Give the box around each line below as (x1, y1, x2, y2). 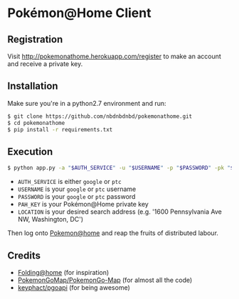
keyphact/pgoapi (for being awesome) (17, 283, 130, 292)
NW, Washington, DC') (17, 215, 84, 224)
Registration (7, 33, 63, 45)
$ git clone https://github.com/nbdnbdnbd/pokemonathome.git (7, 112, 193, 120)
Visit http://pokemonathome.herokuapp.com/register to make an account (7, 52, 222, 60)
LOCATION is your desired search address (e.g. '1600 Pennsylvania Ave (17, 207, 222, 216)
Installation (7, 80, 58, 92)
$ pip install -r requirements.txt (7, 126, 113, 133)
